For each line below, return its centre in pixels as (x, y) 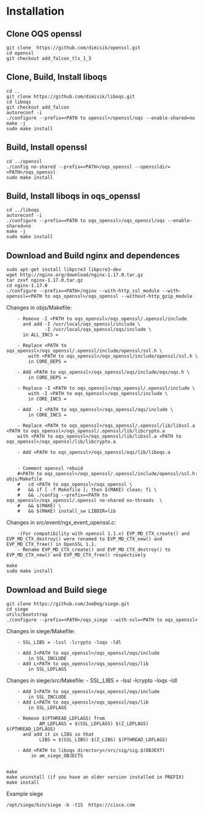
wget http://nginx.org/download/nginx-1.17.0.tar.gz (75, 275)
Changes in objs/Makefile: (39, 308)
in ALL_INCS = (41, 335)
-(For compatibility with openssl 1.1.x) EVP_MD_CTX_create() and (104, 534)
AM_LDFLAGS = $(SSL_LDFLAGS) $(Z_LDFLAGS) (94, 724)
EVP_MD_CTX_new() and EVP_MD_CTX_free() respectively (76, 555)
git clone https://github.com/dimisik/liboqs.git (71, 96)
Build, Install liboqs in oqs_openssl (73, 196)
